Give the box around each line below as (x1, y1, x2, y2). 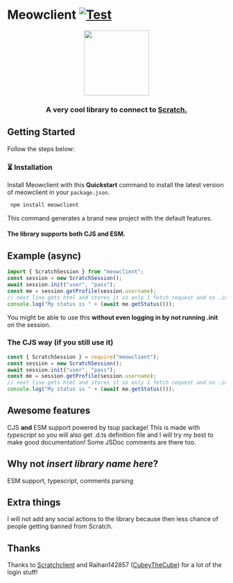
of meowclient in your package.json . (7, 188, 110, 196)
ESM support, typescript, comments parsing (7, 476, 134, 485)
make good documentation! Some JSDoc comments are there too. (7, 437, 196, 446)
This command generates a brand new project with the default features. (7, 214, 213, 222)
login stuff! (7, 568, 38, 577)
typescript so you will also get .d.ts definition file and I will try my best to (7, 430, 214, 439)
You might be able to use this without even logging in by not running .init (7, 313, 218, 322)
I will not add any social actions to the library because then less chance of (7, 515, 218, 523)
